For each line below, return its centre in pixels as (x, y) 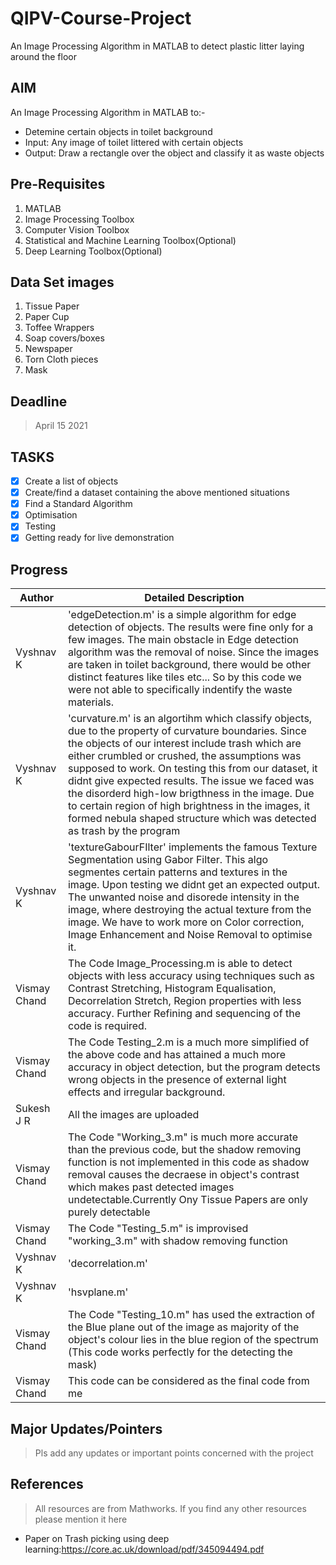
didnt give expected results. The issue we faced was (191, 781)
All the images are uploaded (133, 1115)
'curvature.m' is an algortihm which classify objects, (190, 719)
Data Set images (62, 282)
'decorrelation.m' (107, 1264)
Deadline (39, 401)
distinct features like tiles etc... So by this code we (184, 677)
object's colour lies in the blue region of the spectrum (193, 1340)
